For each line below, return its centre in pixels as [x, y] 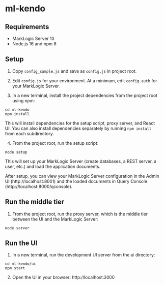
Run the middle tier [35, 202]
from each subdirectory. [29, 133]
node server [17, 228]
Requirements [27, 27]
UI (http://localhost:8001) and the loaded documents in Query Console [76, 181]
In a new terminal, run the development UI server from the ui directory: [83, 255]
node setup [16, 152]
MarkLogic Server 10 [33, 38]
